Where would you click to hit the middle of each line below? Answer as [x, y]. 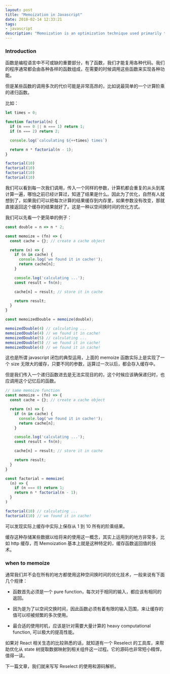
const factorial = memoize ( [35, 478]
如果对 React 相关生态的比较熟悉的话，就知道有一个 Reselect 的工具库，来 [82, 643]
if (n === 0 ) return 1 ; [39, 488]
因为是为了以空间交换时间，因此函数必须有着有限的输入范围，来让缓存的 [88, 609]
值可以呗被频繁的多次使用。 [41, 615]
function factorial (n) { [31, 122]
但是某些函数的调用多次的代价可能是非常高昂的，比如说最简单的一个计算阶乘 [85, 86]
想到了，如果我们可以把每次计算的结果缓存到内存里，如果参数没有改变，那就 [85, 200]
